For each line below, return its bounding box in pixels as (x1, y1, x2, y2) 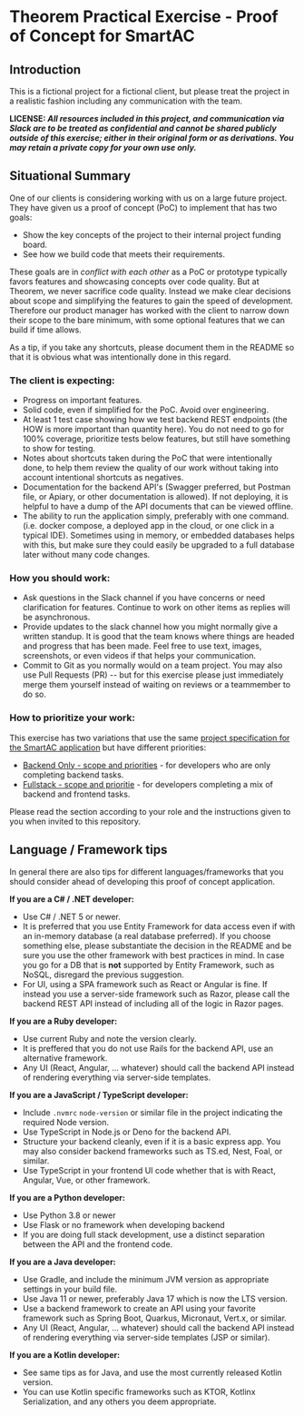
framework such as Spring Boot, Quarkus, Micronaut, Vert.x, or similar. (22, 1312, 288, 1323)
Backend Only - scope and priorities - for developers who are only (22, 759, 271, 770)
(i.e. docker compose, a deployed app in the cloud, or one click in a (22, 520, 275, 531)
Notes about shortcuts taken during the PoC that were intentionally (22, 452, 272, 464)
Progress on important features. (22, 395, 142, 406)
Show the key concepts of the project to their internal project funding (22, 229, 281, 240)
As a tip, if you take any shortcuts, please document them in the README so (9, 342, 295, 352)
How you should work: (9, 572, 111, 585)
